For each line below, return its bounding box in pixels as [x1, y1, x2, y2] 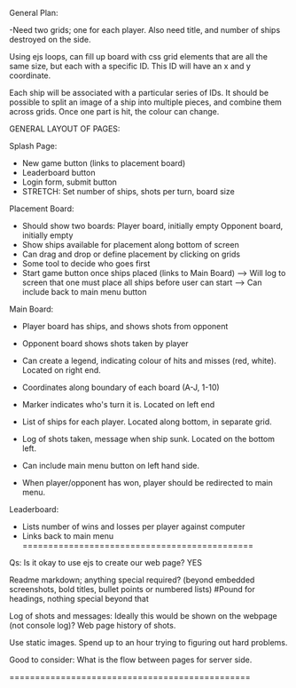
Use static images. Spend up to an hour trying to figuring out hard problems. [9, 637, 288, 647]
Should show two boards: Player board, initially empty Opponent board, [21, 221, 284, 231]
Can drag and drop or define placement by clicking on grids [21, 249, 241, 259]
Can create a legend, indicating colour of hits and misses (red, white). [21, 355, 277, 366]
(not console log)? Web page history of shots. [9, 621, 176, 630]
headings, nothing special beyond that [9, 594, 149, 604]
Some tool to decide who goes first [21, 258, 151, 269]
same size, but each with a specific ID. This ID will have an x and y [9, 61, 251, 71]
